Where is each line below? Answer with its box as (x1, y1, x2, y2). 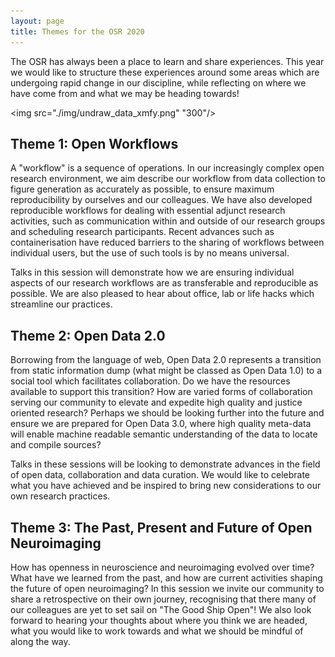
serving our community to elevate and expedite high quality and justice (10, 396, 303, 409)
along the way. (10, 635, 71, 647)
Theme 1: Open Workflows (10, 135, 179, 152)
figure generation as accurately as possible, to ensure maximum (10, 183, 275, 195)
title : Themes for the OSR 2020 (10, 26, 145, 37)
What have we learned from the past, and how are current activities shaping (10, 571, 323, 584)
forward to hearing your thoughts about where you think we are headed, (10, 614, 308, 626)
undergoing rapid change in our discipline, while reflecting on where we (10, 76, 307, 89)
